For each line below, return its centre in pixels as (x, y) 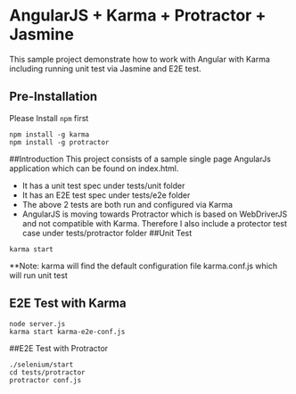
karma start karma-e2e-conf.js (67, 332)
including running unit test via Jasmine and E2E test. (106, 69)
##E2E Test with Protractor (59, 348)
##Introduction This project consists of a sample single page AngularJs (140, 159)
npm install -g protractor (59, 142)
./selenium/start (41, 365)
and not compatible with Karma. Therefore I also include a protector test (155, 223)
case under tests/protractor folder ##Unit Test (107, 233)
